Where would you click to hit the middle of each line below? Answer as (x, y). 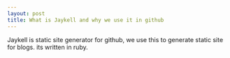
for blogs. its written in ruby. (48, 47)
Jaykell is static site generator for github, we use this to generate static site (115, 39)
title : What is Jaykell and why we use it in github (86, 20)
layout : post (26, 13)
